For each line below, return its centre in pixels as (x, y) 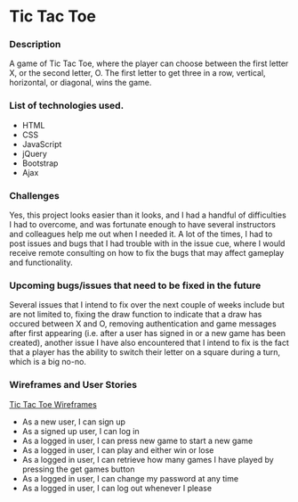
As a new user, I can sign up (74, 422)
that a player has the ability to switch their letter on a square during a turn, (145, 352)
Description (35, 45)
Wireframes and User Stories (73, 385)
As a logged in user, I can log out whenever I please (117, 488)
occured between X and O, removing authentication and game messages (143, 324)
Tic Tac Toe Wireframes (53, 404)
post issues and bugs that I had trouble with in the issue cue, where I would (147, 243)
